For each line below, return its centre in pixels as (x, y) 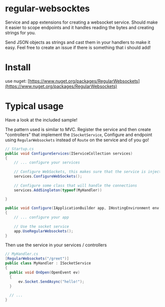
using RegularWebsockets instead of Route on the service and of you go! (77, 140)
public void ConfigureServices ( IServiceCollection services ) (69, 153)
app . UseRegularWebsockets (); (44, 231)
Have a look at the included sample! (41, 120)
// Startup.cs (20, 149)
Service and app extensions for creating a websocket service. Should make (82, 22)
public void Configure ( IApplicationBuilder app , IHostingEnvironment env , (83, 208)
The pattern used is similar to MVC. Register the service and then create (78, 129)
